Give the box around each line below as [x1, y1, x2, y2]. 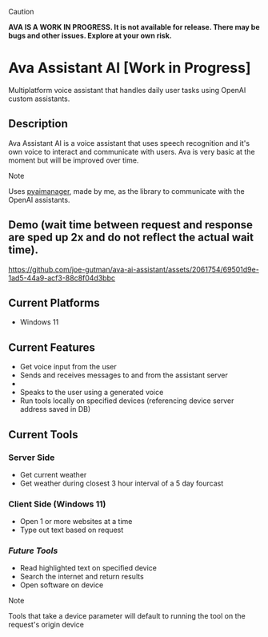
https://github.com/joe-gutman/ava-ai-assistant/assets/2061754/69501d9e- [8, 264, 260, 274]
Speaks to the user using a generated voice [19, 388, 164, 397]
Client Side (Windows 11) [8, 498, 106, 510]
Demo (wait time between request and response [8, 218, 254, 232]
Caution [8, 7, 34, 16]
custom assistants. [8, 94, 70, 103]
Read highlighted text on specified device [19, 563, 158, 573]
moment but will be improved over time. [8, 155, 139, 165]
